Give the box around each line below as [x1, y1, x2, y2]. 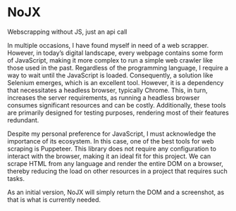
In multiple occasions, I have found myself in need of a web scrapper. [7, 41, 209, 49]
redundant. [7, 115, 39, 124]
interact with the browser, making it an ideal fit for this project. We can [7, 152, 211, 160]
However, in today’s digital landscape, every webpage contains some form [7, 49, 223, 57]
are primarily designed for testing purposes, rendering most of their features [7, 108, 229, 117]
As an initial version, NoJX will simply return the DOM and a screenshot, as [7, 188, 225, 196]
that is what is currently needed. [7, 195, 101, 204]
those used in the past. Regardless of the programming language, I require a [7, 63, 229, 72]
